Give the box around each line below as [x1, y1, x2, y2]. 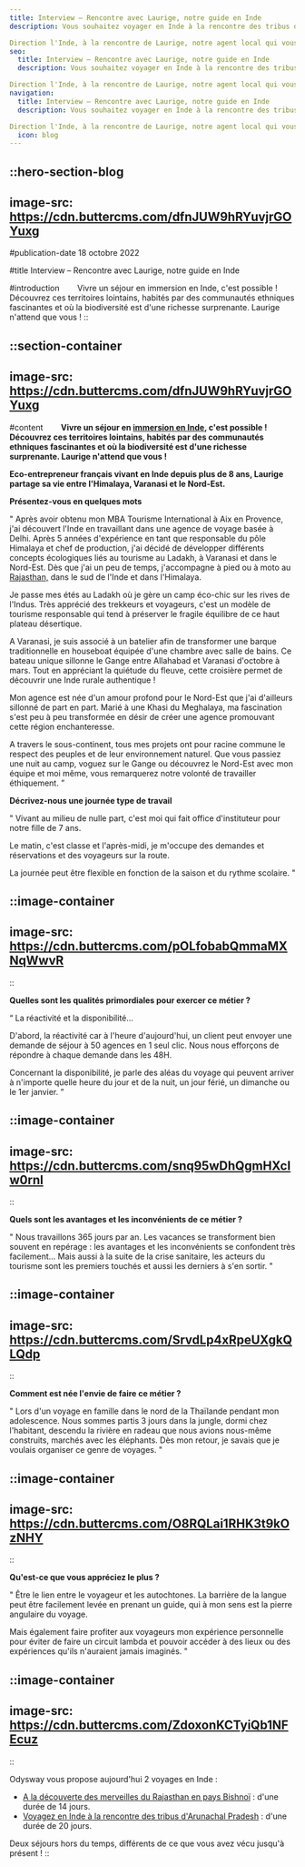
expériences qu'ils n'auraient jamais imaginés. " [9, 1646, 189, 1657]
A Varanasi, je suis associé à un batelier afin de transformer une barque [9, 635, 277, 646]
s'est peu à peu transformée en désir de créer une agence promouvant [9, 711, 275, 722]
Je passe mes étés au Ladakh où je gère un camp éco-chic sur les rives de [9, 589, 290, 600]
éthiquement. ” [9, 777, 65, 788]
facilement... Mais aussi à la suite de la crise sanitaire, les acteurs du [9, 1251, 266, 1262]
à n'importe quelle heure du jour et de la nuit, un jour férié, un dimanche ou [9, 1076, 290, 1088]
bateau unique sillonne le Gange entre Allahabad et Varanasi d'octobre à [9, 654, 280, 665]
